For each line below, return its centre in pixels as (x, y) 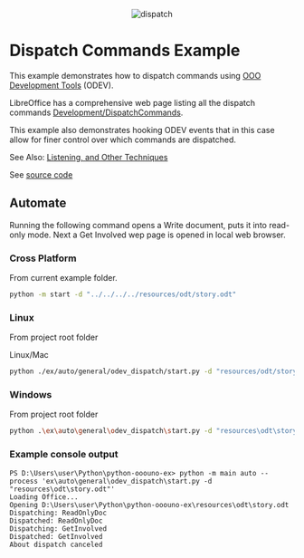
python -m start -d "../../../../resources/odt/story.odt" (123, 294)
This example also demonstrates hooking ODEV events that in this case (142, 130)
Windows (31, 395)
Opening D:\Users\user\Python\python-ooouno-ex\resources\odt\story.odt (149, 505)
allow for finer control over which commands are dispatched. (123, 139)
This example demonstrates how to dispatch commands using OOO (135, 75)
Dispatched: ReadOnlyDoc (56, 521)
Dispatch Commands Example (125, 51)
